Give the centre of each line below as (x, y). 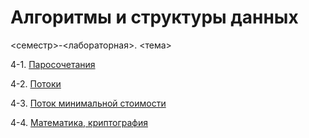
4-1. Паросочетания (53, 64)
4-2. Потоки (36, 83)
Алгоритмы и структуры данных (154, 17)
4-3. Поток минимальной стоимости (88, 103)
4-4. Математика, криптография (79, 122)
